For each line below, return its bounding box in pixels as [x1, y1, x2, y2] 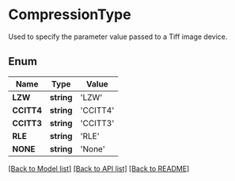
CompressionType [8, 6, 132, 24]
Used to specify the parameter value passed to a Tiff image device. [8, 32, 228, 41]
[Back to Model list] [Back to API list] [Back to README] [8, 164, 190, 173]
